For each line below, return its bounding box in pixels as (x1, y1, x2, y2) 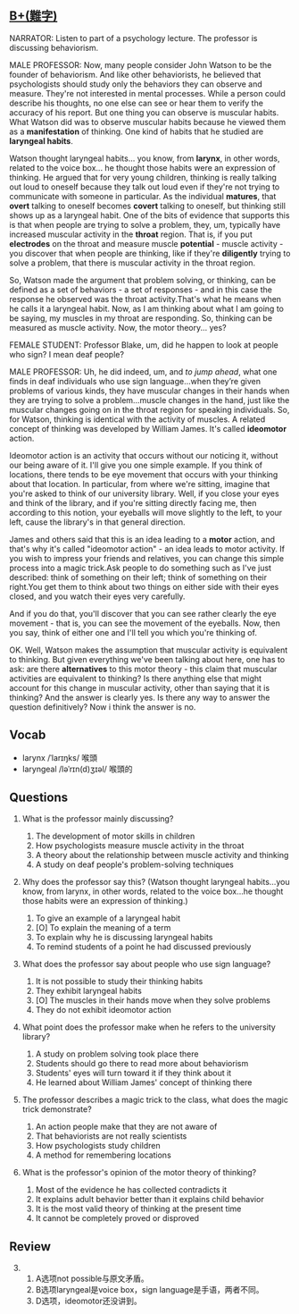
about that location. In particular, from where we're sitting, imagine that (9, 478, 270, 489)
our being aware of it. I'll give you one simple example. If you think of (9, 459, 263, 470)
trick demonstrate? (21, 1104, 92, 1115)
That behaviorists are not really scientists (35, 1131, 187, 1141)
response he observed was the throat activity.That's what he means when (9, 293, 282, 304)
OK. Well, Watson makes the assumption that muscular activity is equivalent (9, 644, 288, 655)
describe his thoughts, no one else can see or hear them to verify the (9, 97, 263, 108)
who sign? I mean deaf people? (9, 349, 125, 359)
